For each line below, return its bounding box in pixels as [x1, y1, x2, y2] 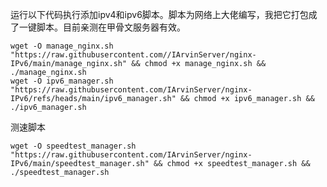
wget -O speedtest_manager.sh [10, 141, 137, 151]
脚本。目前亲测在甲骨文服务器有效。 [36, 21, 186, 33]
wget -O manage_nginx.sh [10, 41, 114, 51]
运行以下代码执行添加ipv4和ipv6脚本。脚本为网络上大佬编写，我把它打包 [10, 9, 309, 20]
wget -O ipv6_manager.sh [10, 76, 114, 86]
